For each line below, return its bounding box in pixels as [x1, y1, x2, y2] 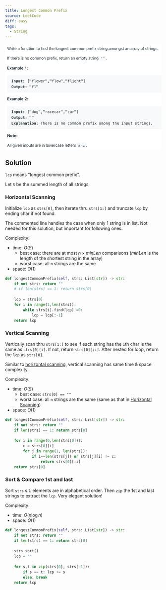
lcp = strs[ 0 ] [14, 297, 43, 302]
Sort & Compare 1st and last [5, 476, 73, 483]
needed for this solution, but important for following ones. [5, 225, 123, 231]
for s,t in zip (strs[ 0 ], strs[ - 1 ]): [14, 564, 90, 569]
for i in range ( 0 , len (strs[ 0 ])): [14, 438, 83, 443]
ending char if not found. [5, 210, 56, 216]
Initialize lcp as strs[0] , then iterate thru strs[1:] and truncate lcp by [5, 205, 148, 211]
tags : [5, 24, 16, 29]
